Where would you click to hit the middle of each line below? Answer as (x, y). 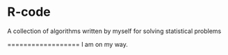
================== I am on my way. (68, 44)
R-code (29, 12)
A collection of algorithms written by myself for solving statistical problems (114, 31)
